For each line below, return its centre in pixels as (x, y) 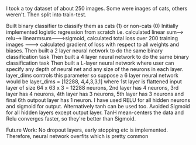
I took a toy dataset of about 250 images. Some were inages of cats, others (97, 8)
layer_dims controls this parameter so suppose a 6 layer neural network (92, 75)
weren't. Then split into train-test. (46, 15)
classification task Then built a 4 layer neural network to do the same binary (97, 57)
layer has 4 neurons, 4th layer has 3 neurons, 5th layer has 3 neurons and (95, 94)
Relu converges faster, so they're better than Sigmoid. (71, 119)
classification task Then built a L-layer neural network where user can (90, 63)
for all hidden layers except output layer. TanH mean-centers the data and (95, 112)
